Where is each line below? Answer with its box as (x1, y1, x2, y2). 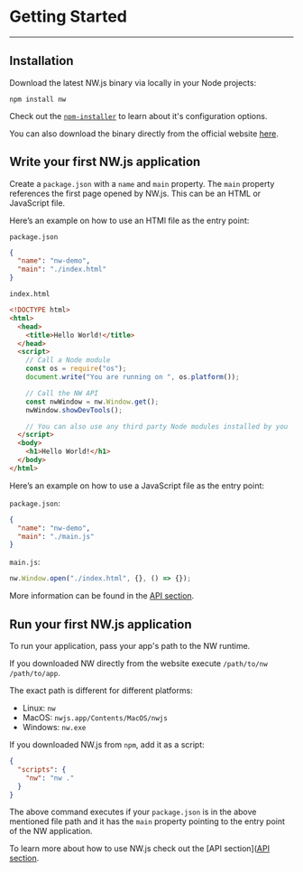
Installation (9, 53, 74, 69)
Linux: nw (22, 702, 56, 713)
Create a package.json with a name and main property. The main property (9, 178, 275, 189)
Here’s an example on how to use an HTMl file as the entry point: (9, 215, 250, 226)
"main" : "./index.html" (17, 264, 106, 274)
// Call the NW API (25, 388, 99, 398)
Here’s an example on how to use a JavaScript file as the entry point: (9, 480, 264, 491)
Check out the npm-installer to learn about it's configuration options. (9, 110, 268, 121)
